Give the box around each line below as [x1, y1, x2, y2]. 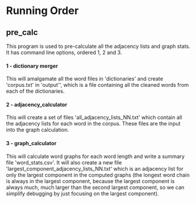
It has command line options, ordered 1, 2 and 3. [6, 49, 122, 56]
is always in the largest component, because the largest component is [6, 177, 175, 184]
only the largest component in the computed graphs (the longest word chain [6, 171, 190, 178]
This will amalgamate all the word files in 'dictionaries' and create [6, 75, 164, 82]
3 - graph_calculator [6, 140, 57, 146]
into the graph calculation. [6, 127, 69, 134]
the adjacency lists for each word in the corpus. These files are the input [6, 120, 181, 127]
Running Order [6, 4, 79, 17]
